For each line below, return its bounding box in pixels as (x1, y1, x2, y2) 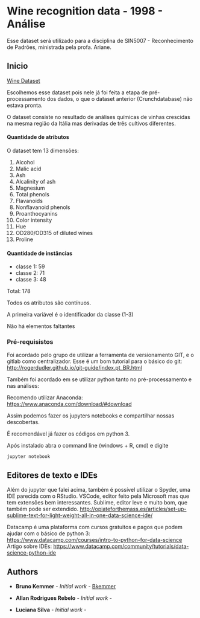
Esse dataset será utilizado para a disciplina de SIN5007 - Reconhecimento (7, 37, 193, 44)
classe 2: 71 (15, 269, 45, 277)
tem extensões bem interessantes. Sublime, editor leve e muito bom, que (7, 499, 188, 506)
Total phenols (15, 190, 50, 198)
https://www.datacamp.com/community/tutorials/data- (53, 542, 189, 550)
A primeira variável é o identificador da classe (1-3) (7, 311, 134, 318)
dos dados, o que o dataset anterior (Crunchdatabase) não (46, 95, 193, 102)
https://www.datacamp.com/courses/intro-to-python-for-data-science (7, 536, 183, 544)
